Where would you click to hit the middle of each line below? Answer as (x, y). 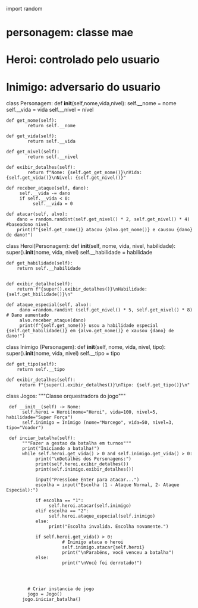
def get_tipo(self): (32, 364)
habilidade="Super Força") (40, 418)
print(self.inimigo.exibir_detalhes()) (85, 470)
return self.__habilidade (49, 269)
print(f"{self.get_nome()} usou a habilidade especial (89, 326)
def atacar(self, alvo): (37, 214)
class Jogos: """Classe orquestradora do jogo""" (66, 396)
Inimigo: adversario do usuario (83, 87)
